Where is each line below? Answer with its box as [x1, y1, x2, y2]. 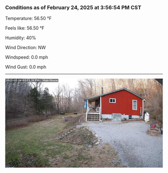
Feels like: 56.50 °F [5, 25, 45, 31]
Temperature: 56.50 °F [5, 16, 52, 22]
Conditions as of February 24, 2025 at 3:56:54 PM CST [5, 4, 141, 11]
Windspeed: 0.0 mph [5, 54, 48, 60]
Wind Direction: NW [5, 45, 46, 51]
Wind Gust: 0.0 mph [5, 64, 46, 70]
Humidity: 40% [5, 35, 36, 41]
